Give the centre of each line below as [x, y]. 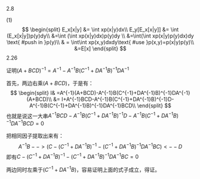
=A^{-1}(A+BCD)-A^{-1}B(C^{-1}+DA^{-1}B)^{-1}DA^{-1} [123, 92]
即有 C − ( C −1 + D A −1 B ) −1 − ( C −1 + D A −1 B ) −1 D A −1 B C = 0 [73, 156]
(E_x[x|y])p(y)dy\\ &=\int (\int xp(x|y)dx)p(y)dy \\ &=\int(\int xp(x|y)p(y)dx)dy [100, 36]
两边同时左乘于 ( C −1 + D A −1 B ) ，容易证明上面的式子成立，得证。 [83, 169]
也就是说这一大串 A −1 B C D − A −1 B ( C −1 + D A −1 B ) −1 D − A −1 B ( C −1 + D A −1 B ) [93, 115]
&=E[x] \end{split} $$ [100, 48]
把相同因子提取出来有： [35, 135]
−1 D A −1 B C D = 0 [25, 123]
